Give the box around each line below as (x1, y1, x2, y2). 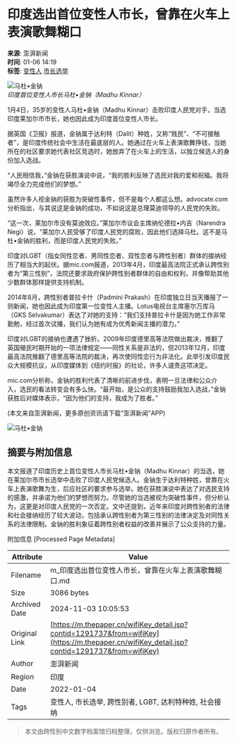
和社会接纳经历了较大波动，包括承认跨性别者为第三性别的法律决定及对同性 (7, 511, 224, 519)
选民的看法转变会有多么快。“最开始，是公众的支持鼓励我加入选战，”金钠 (19, 385, 226, 393)
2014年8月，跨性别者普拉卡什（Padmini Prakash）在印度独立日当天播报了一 (7, 293, 229, 301)
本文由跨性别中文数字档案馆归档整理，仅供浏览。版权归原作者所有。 (24, 726, 223, 736)
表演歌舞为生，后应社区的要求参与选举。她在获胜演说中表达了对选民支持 (19, 484, 230, 492)
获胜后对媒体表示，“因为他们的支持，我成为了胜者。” (7, 393, 159, 402)
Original (11, 628, 37, 638)
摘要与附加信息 (7, 446, 73, 458)
